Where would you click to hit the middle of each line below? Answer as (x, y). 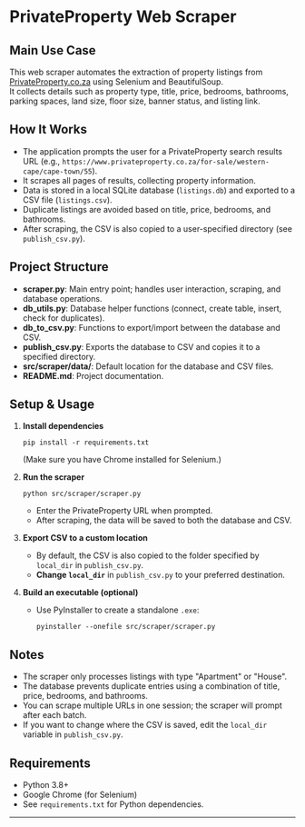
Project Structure (59, 267)
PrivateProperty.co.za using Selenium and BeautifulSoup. (117, 82)
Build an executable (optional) (80, 593)
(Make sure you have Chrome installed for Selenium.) (122, 460)
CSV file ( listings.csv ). (67, 199)
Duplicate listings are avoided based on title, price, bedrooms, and (146, 209)
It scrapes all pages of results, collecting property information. (139, 180)
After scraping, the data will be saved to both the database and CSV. (164, 521)
